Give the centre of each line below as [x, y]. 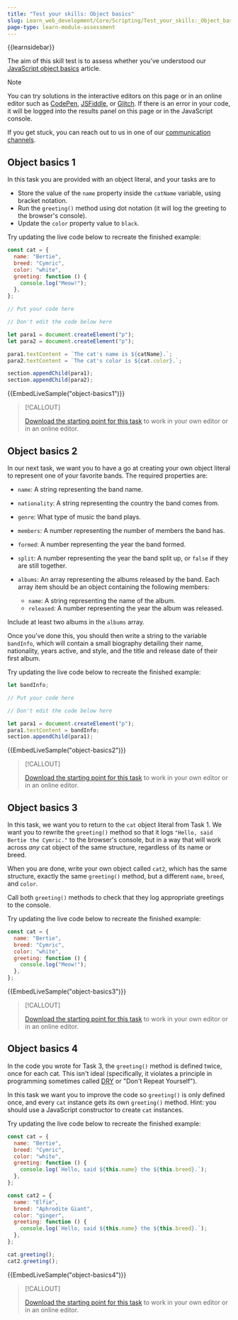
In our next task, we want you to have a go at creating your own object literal [119, 468]
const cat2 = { [30, 1195]
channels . [22, 140]
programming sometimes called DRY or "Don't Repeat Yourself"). [102, 1081]
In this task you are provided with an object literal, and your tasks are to [112, 180]
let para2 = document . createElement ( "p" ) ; [71, 341]
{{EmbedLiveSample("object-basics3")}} [67, 991]
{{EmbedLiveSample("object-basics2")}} [67, 750]
